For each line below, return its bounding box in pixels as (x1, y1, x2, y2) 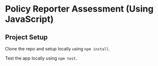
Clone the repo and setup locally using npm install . (5, 46, 110, 51)
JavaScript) (5, 14, 54, 25)
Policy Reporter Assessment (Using (5, 3, 154, 15)
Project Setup (5, 33, 48, 41)
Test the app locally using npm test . (5, 55, 77, 61)
